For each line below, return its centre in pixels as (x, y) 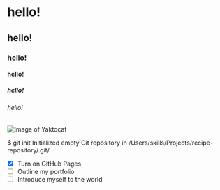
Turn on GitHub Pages (49, 164)
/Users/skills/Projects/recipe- (170, 143)
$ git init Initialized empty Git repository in (67, 143)
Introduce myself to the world (60, 179)
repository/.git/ (29, 150)
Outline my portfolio (46, 171)
